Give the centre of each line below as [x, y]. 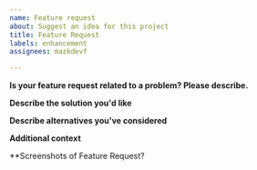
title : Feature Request [55, 35]
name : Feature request [52, 18]
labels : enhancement [49, 43]
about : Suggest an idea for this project [89, 26]
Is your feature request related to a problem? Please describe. [129, 85]
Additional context [46, 138]
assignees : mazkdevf [49, 52]
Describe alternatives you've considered [88, 121]
